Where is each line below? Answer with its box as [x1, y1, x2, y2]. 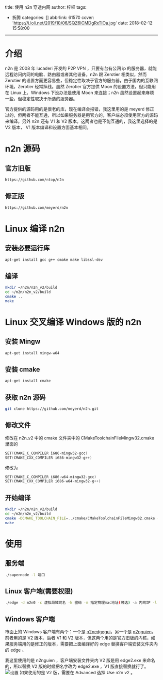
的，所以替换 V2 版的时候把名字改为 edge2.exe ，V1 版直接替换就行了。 [5, 663, 149, 669]
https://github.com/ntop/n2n [5, 177, 64, 182]
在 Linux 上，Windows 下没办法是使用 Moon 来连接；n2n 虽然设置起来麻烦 [5, 90, 154, 95]
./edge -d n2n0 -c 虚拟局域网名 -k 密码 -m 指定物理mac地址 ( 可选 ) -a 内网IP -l [5, 600, 157, 605]
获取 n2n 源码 [5, 393, 46, 402]
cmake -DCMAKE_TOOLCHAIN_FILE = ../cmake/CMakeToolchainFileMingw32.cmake [5, 515, 155, 521]
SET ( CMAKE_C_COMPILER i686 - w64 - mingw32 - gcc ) [5, 474, 97, 479]
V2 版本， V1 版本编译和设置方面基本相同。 [5, 124, 91, 130]
